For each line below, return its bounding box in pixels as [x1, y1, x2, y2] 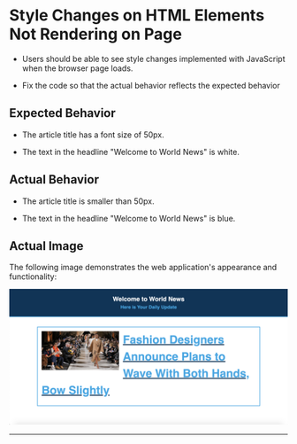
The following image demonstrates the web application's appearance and [9, 262, 278, 273]
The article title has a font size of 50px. [21, 129, 165, 140]
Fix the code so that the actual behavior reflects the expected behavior [21, 80, 281, 90]
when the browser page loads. [21, 63, 133, 74]
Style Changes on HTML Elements [9, 5, 265, 26]
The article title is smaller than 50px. [21, 196, 155, 206]
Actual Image [9, 238, 84, 253]
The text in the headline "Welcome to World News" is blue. [21, 213, 236, 223]
